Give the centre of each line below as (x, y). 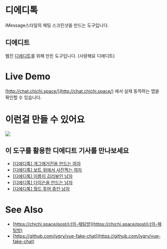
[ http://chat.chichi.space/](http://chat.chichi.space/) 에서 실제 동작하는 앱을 (82, 91)
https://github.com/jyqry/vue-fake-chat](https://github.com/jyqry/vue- (88, 236)
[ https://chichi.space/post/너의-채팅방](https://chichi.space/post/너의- (85, 224)
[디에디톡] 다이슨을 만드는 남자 (43, 182)
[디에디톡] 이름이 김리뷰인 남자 (43, 176)
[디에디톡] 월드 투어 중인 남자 (41, 189)
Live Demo (28, 76)
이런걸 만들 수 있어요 (45, 119)
